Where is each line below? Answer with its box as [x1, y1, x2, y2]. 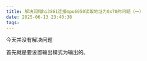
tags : [6, 19, 19, 25]
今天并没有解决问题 [6, 36, 53, 43]
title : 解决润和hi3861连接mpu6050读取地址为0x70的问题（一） [6, 8, 144, 15]
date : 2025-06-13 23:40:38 [6, 14, 72, 20]
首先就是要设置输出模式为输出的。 [6, 49, 89, 56]
